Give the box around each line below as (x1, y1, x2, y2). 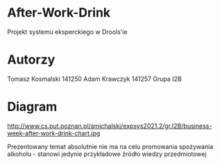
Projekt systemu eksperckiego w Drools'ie (7, 28, 128, 36)
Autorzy (7, 52, 56, 68)
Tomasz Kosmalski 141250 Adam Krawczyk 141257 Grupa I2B (7, 75, 182, 83)
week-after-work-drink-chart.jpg (7, 129, 101, 137)
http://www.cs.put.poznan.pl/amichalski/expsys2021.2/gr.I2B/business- (7, 122, 212, 130)
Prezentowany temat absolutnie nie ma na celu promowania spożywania (7, 142, 214, 151)
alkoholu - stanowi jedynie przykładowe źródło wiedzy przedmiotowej (7, 150, 207, 158)
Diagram (7, 99, 58, 115)
